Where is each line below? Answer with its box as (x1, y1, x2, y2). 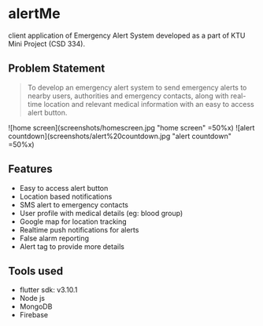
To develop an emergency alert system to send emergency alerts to (27, 82, 247, 92)
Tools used (8, 264, 64, 277)
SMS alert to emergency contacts (19, 200, 128, 209)
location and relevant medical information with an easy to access (43, 99, 254, 108)
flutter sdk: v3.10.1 (19, 285, 78, 295)
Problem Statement (8, 62, 106, 75)
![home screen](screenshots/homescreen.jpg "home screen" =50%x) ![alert (8, 123, 255, 132)
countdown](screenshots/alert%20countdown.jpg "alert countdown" (8, 131, 232, 141)
